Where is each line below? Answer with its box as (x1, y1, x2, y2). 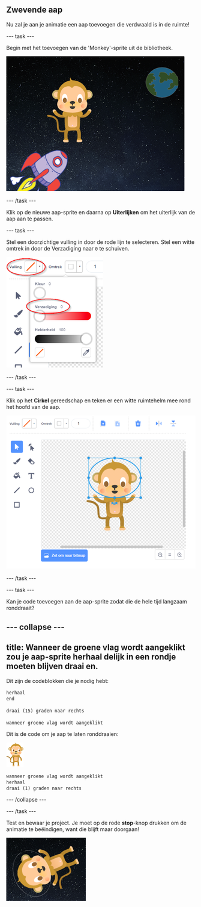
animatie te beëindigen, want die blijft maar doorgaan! (6, 825, 140, 833)
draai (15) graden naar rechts (6, 708, 85, 714)
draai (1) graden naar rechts (6, 785, 82, 791)
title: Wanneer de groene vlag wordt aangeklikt (6, 643, 185, 653)
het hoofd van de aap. (6, 403, 61, 410)
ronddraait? (6, 605, 35, 612)
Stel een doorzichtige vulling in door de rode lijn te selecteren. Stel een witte (6, 238, 195, 246)
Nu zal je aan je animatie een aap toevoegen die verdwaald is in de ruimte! (6, 20, 190, 28)
